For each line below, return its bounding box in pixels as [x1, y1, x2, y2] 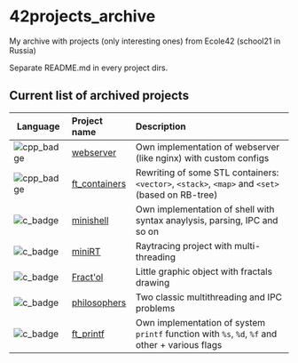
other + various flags [135, 338, 223, 351]
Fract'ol [71, 270, 104, 283]
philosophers [71, 296, 127, 309]
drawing [135, 276, 170, 288]
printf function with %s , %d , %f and [135, 327, 278, 340]
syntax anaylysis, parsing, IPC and [135, 214, 278, 226]
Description [135, 120, 186, 133]
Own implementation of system [135, 316, 266, 328]
